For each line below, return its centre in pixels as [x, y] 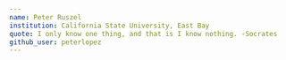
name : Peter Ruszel [46, 17]
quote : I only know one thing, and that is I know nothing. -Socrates [143, 34]
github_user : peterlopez [55, 42]
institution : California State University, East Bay [109, 26]
